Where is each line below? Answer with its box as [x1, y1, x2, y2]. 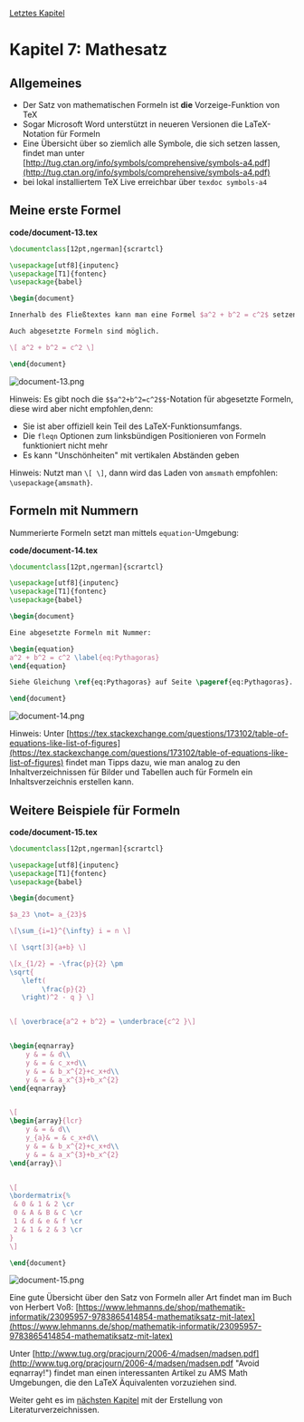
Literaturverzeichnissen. [9, 1405, 100, 1416]
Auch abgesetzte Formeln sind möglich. [9, 326, 160, 336]
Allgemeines [9, 75, 82, 91]
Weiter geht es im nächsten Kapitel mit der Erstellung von [9, 1395, 223, 1406]
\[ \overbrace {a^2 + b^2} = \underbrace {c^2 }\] [9, 1018, 196, 1027]
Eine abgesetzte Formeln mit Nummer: [9, 628, 152, 638]
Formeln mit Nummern [9, 503, 138, 519]
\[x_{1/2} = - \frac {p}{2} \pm [9, 959, 124, 969]
